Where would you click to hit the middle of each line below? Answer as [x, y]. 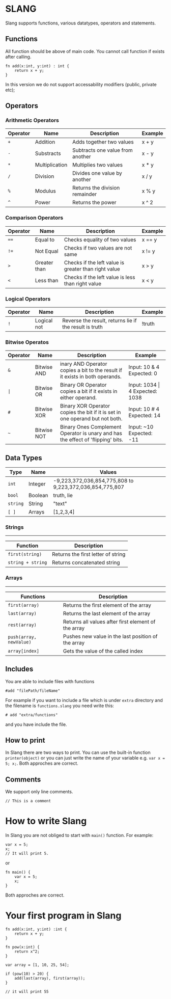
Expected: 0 [143, 373]
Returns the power [94, 203]
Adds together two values [103, 142]
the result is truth [82, 327]
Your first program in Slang [63, 916]
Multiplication [51, 165]
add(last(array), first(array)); [50, 979]
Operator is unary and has [91, 434]
